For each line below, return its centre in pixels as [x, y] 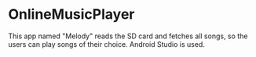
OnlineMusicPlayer [71, 14]
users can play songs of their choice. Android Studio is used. [107, 44]
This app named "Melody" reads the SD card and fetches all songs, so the [128, 36]
